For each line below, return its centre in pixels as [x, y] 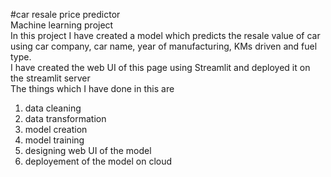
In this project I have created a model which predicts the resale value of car [165, 35]
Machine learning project [62, 25]
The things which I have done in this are [92, 88]
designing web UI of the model [88, 150]
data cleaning [53, 108]
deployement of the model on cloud [98, 161]
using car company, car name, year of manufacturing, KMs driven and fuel [164, 46]
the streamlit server [50, 78]
